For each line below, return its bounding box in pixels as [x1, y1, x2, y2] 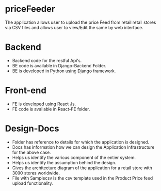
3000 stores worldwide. [12, 170, 60, 175]
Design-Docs [5, 123, 59, 134]
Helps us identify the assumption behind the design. [12, 159, 116, 165]
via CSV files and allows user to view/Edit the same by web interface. [5, 24, 144, 30]
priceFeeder [5, 3, 55, 15]
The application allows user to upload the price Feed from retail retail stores [5, 19, 156, 25]
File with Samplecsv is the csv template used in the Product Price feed [12, 175, 153, 181]
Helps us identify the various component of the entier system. [12, 154, 136, 160]
